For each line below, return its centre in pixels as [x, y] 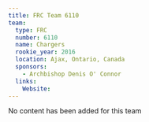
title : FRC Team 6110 [44, 15]
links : [26, 81]
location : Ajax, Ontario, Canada [70, 60]
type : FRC [31, 30]
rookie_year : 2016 [46, 52]
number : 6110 [37, 37]
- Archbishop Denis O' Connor [72, 74]
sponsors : [31, 67]
